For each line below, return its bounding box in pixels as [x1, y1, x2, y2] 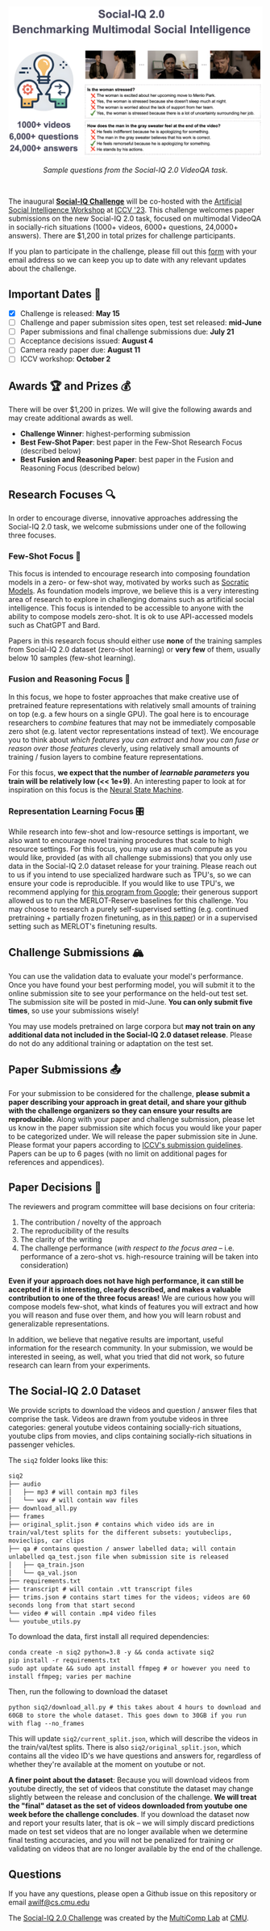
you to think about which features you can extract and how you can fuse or [8, 735, 260, 744]
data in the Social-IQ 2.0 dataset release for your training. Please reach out [8, 861, 257, 871]
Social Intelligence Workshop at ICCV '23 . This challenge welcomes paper [8, 205, 255, 215]
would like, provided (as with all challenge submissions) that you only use [8, 852, 252, 862]
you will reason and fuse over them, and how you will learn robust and [8, 1310, 242, 1320]
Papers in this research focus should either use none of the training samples [8, 636, 263, 646]
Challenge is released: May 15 [19, 309, 121, 318]
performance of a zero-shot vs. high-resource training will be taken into [19, 1252, 259, 1262]
